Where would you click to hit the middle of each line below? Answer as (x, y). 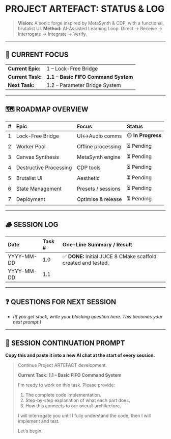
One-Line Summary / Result (97, 245)
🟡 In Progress (144, 135)
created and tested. (86, 263)
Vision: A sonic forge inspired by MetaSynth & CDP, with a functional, (91, 23)
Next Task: (21, 85)
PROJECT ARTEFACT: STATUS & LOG (85, 9)
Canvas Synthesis (38, 157)
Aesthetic (89, 178)
